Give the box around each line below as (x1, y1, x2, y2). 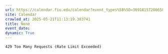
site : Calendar (5, 12, 37, 17)
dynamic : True (5, 30, 35, 35)
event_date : (5, 26, 30, 31)
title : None (5, 21, 30, 26)
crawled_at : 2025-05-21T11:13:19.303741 (5, 16, 91, 21)
